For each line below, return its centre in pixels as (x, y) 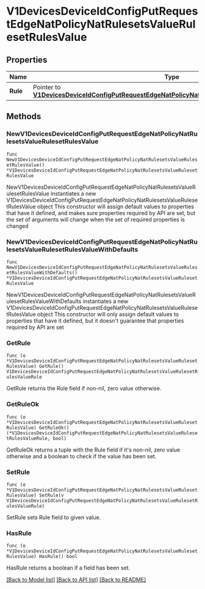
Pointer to (47, 87)
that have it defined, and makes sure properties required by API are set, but (101, 213)
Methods (24, 116)
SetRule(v (51, 495)
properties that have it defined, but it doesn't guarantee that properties (95, 320)
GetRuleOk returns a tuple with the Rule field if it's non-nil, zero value (93, 450)
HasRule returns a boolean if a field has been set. (68, 568)
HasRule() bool (58, 557)
